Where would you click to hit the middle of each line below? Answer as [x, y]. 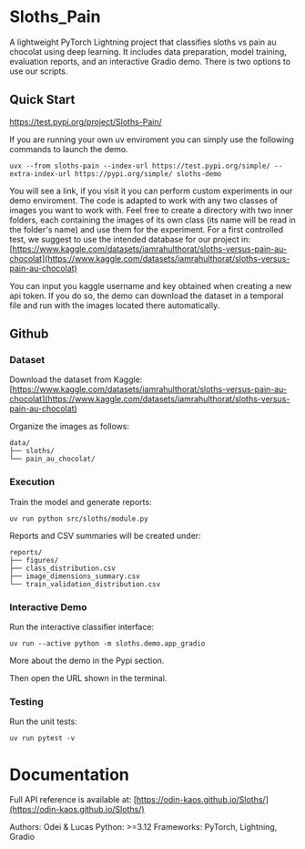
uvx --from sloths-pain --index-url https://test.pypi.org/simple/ [140, 166]
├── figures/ [34, 560]
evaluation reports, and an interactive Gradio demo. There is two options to [150, 61]
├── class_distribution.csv [63, 568]
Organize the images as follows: [70, 427]
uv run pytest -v [42, 739]
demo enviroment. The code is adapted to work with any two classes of [143, 200]
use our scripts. [39, 71]
